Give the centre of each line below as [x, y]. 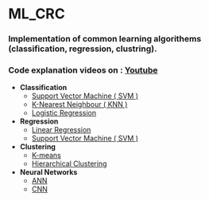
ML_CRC [37, 14]
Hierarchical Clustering [69, 164]
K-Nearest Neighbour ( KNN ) [79, 104]
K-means [46, 156]
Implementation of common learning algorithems [105, 39]
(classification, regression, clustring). [83, 49]
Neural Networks [48, 172]
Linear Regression [61, 130]
